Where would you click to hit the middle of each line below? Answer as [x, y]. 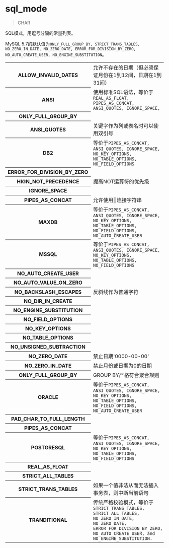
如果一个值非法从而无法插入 [126, 485]
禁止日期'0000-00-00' [121, 356]
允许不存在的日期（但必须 [123, 67]
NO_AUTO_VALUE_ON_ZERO [48, 283]
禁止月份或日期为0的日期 [122, 366]
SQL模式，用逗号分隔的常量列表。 [40, 33]
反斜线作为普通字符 [116, 292]
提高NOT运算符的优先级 [121, 181]
